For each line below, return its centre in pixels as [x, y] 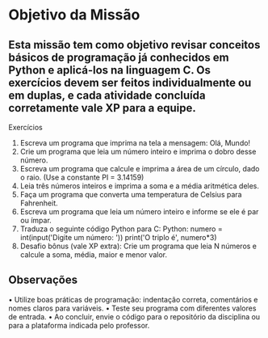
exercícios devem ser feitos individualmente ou [130, 82]
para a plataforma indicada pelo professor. [79, 325]
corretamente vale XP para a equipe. [102, 108]
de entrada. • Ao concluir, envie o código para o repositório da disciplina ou [134, 316]
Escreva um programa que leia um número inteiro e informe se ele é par [139, 211]
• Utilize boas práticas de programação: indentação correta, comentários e [133, 299]
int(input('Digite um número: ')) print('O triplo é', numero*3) [118, 237]
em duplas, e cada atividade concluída [107, 95]
